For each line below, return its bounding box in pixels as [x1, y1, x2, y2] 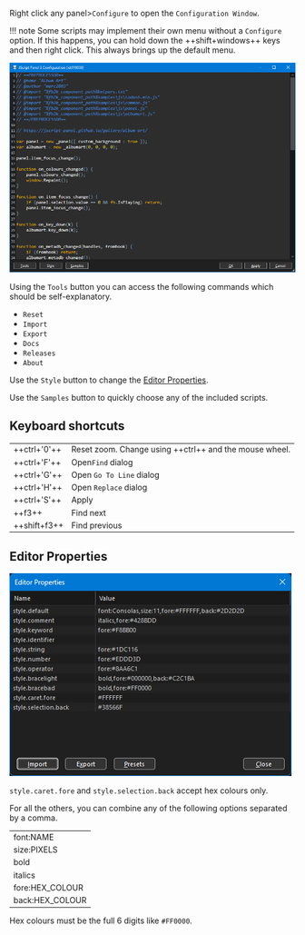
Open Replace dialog [71, 482, 148, 493]
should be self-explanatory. [9, 291, 113, 302]
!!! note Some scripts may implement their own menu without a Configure [9, 25, 282, 35]
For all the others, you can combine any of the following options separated [9, 803, 288, 814]
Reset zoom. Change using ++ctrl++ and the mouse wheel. [71, 444, 291, 455]
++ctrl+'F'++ [13, 456, 62, 467]
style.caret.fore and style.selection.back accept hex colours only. [9, 785, 269, 796]
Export [22, 329, 48, 339]
